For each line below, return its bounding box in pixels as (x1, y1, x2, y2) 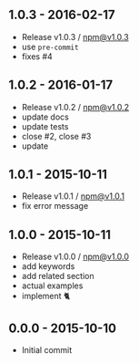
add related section (21, 271, 94, 282)
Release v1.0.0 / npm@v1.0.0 (21, 251, 129, 263)
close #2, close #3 (21, 130, 92, 141)
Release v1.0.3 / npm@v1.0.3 (21, 31, 129, 42)
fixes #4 (21, 50, 54, 62)
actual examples (21, 280, 84, 291)
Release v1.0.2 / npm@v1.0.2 (21, 101, 129, 112)
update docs (21, 111, 69, 122)
